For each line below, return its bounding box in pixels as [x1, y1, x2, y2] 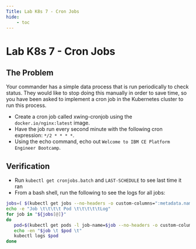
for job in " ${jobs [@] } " [6, 211, 66, 217]
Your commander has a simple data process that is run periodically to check [6, 83, 189, 91]
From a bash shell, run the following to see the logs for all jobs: [14, 189, 166, 196]
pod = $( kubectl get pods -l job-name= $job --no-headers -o [13, 222, 158, 228]
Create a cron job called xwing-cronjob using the [14, 113, 132, 120]
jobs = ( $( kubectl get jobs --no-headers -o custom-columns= [6, 200, 156, 206]
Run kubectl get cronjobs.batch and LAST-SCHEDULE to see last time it [14, 177, 182, 184]
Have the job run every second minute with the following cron [14, 126, 163, 133]
